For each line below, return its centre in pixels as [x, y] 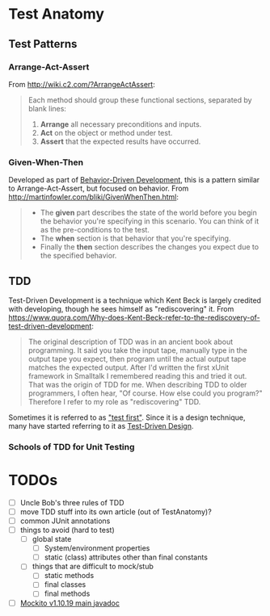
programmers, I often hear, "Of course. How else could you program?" [145, 393]
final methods [67, 593]
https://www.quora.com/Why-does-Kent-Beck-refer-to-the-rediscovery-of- [134, 317]
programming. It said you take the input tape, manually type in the [138, 350]
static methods [69, 576]
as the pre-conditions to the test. [95, 230]
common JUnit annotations [65, 521]
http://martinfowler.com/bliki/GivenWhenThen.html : [94, 197]
